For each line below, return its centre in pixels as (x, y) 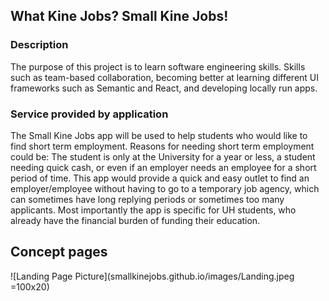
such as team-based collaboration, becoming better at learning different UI (165, 77)
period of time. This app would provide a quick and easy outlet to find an (160, 178)
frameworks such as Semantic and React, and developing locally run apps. (164, 88)
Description (39, 45)
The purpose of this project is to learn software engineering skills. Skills (158, 66)
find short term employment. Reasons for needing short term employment (162, 146)
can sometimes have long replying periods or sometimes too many (147, 199)
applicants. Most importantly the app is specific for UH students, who (153, 210)
